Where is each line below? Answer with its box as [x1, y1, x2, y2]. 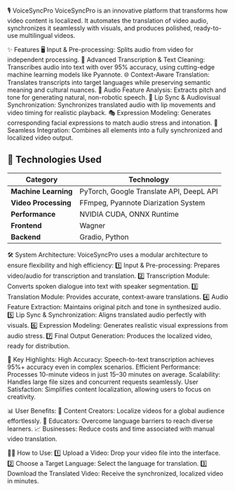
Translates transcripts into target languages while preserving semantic [7, 79, 211, 86]
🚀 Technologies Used [7, 154, 102, 166]
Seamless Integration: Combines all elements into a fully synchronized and [7, 126, 223, 134]
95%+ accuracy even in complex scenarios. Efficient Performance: [7, 363, 201, 371]
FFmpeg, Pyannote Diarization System [79, 198, 206, 208]
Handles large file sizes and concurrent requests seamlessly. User [7, 377, 199, 386]
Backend [11, 231, 41, 241]
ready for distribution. [7, 342, 70, 350]
